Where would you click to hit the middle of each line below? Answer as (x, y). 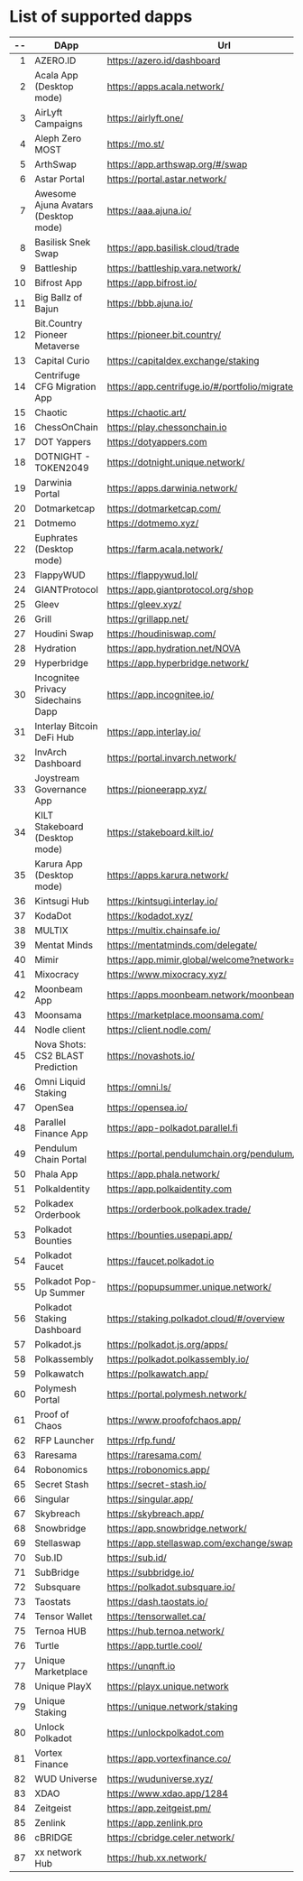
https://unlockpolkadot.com (165, 1732)
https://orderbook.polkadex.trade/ (179, 1209)
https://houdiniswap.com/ (161, 634)
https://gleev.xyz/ (144, 604)
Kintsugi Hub (62, 901)
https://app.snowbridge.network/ (177, 1528)
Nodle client (60, 1029)
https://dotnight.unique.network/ (176, 462)
